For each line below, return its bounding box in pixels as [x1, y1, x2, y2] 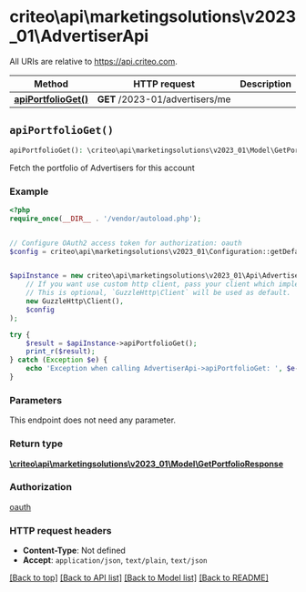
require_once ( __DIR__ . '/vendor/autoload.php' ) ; [9, 214, 202, 223]
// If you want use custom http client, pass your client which [25, 280, 275, 289]
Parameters [9, 393, 62, 406]
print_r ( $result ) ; [25, 347, 96, 356]
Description [240, 77, 292, 90]
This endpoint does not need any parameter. [9, 414, 176, 425]
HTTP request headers [9, 524, 112, 536]
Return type [9, 437, 64, 450]
